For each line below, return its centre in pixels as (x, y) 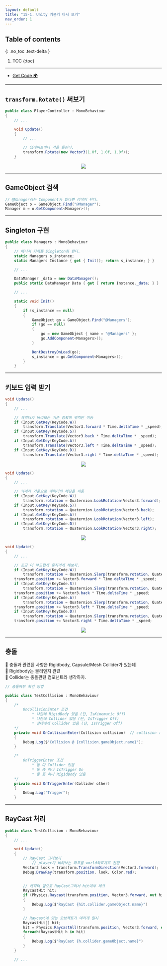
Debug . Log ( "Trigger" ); (46, 793)
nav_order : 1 (19, 19)
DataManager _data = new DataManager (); (56, 279)
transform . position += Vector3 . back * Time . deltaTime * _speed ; (82, 593)
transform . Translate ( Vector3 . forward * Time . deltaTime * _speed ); (93, 427)
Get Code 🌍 (25, 76)
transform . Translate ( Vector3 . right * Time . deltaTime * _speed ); (91, 455)
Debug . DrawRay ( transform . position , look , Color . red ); (80, 872)
